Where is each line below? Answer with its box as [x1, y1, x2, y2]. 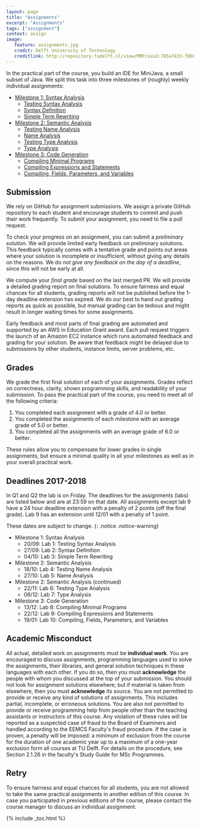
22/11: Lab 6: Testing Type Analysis [23, 585, 110, 592]
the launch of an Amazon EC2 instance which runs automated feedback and [6, 332, 193, 340]
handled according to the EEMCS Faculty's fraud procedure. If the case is [6, 726, 187, 733]
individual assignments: [6, 82, 64, 90]
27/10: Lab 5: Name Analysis [23, 572, 94, 579]
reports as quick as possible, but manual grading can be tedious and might [6, 302, 189, 309]
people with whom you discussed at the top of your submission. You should [6, 675, 192, 682]
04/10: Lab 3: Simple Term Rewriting [23, 553, 113, 560]
